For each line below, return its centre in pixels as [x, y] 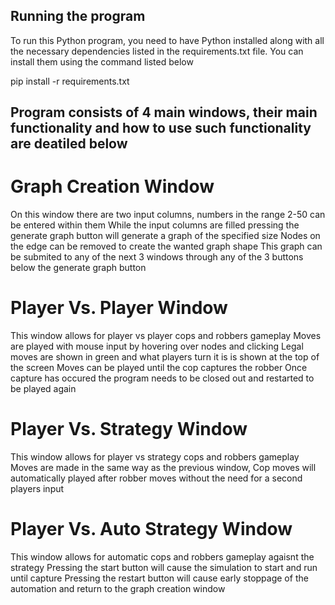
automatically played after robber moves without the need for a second [156, 478]
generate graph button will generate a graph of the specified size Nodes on [165, 236]
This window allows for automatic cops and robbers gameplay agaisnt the [162, 556]
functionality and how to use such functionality [161, 128]
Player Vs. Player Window [119, 308]
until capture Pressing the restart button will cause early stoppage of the [159, 578]
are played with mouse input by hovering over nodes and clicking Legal [157, 346]
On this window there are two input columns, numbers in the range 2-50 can [168, 215]
